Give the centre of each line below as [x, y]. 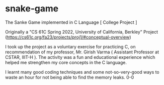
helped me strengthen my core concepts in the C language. [66, 62]
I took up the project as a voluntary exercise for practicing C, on [70, 46]
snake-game [32, 9]
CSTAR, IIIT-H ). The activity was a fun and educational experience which [80, 57]
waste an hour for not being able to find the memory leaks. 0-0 [70, 77]
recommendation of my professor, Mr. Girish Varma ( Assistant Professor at [82, 52]
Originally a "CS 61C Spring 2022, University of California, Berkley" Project [82, 32]
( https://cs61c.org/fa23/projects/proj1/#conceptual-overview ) [68, 37]
